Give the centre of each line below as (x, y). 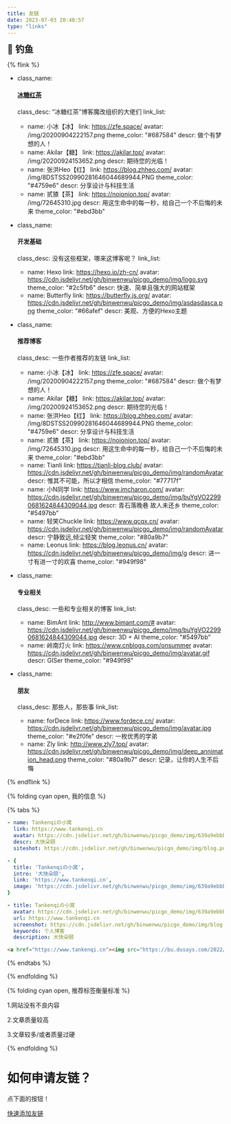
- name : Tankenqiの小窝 (40, 823)
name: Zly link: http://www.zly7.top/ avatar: (88, 744)
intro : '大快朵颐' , (39, 874)
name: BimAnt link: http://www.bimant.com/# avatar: (102, 623)
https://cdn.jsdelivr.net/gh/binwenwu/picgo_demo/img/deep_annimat (125, 752)
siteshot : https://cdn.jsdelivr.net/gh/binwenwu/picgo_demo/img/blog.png (121, 848)
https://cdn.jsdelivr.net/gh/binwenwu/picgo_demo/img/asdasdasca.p (125, 302)
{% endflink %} (29, 782)
